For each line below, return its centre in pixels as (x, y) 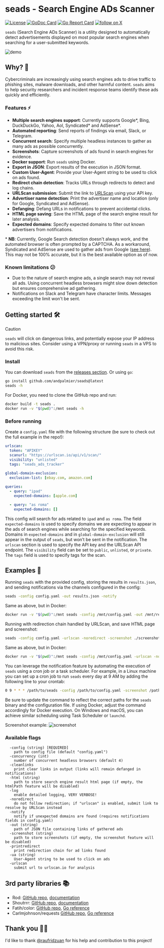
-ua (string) (23, 855)
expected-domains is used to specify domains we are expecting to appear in (81, 524)
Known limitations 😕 (30, 267)
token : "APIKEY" (26, 451)
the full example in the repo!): (35, 437)
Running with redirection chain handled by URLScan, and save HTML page (80, 624)
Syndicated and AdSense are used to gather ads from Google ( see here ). (79, 249)
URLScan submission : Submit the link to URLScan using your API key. (82, 193)
